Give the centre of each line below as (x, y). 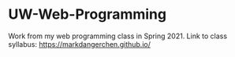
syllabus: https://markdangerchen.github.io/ (80, 44)
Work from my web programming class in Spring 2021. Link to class (117, 36)
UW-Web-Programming (88, 14)
